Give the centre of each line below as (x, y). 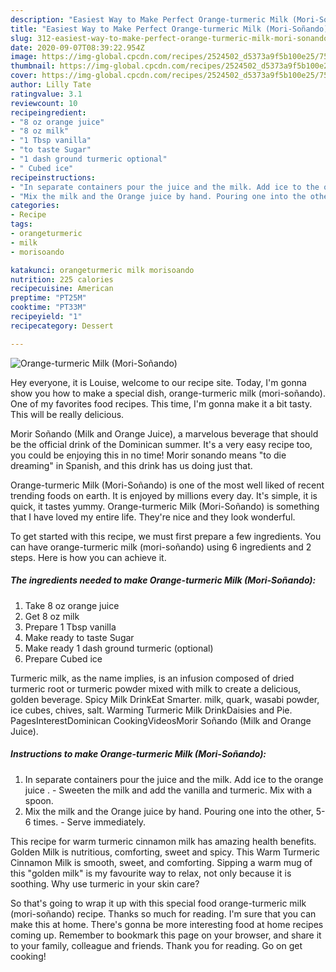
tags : (21, 224)
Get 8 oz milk (52, 616)
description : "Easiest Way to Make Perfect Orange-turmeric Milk (149, 19)
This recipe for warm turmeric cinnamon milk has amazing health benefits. (163, 841)
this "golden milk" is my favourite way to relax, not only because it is (151, 873)
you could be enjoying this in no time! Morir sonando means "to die (148, 455)
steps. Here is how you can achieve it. (88, 557)
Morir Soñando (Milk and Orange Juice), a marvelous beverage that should (164, 433)
